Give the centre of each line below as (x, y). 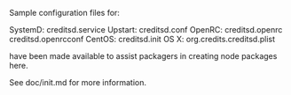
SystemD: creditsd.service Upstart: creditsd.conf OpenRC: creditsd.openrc (146, 29)
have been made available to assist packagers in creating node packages (143, 56)
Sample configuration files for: (64, 13)
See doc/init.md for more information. (78, 82)
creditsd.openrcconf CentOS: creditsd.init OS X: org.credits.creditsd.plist (142, 39)
